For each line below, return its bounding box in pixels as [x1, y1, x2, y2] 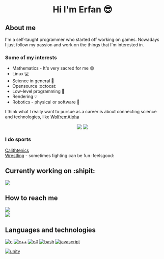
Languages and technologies [5, 226, 96, 234]
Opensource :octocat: [12, 83, 56, 89]
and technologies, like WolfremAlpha [5, 114, 80, 120]
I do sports [5, 136, 31, 143]
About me [5, 24, 36, 32]
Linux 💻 [12, 71, 29, 77]
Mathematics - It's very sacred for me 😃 [12, 65, 95, 71]
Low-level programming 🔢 [12, 88, 65, 95]
